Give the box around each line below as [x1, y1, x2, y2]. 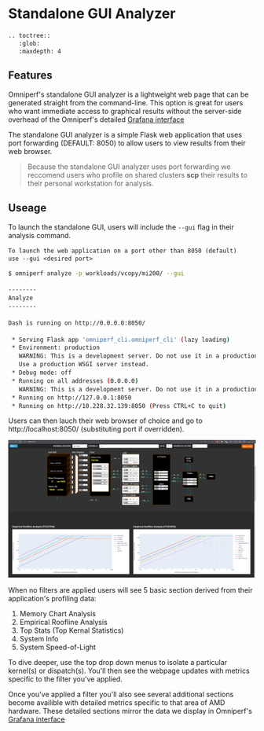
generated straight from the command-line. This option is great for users [8, 97, 244, 107]
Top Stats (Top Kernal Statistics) [19, 626, 124, 635]
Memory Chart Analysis [19, 608, 97, 618]
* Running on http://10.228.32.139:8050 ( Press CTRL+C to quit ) [11, 402, 226, 410]
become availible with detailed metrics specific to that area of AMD [8, 697, 225, 707]
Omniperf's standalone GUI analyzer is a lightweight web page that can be [8, 90, 249, 99]
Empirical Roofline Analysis [19, 617, 108, 626]
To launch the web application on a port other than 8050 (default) [8, 247, 237, 255]
